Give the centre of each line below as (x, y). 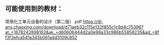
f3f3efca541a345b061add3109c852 (41, 37)
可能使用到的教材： (34, 9)
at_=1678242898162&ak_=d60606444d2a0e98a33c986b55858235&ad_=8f (82, 32)
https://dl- (93, 22)
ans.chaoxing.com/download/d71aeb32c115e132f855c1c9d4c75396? (74, 27)
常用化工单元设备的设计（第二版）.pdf (44, 22)
